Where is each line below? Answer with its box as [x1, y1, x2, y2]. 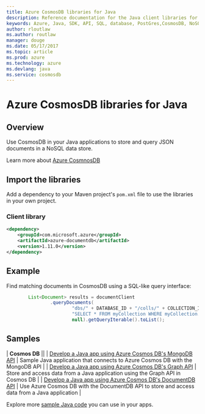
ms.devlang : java [6, 65, 51, 72]
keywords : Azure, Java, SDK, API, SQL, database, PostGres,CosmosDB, [6, 20, 187, 26]
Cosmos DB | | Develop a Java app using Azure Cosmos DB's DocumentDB [6, 375, 196, 383]
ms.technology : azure [6, 60, 62, 66]
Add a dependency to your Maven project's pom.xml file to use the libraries [6, 191, 193, 198]
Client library [6, 212, 46, 221]
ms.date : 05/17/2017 [6, 43, 59, 50]
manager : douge [6, 37, 45, 43]
